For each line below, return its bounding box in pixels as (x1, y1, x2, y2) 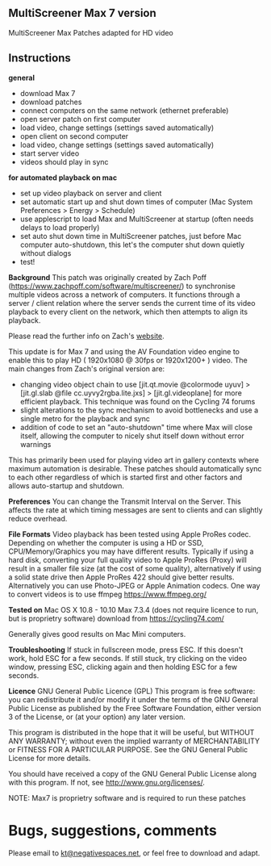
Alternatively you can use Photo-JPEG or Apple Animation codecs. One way (8, 580, 261, 590)
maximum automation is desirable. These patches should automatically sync (8, 463, 262, 473)
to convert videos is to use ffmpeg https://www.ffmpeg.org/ (8, 589, 207, 599)
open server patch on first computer (19, 114, 141, 123)
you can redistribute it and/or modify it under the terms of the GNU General (8, 694, 259, 705)
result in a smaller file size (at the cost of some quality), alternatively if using (8, 563, 262, 573)
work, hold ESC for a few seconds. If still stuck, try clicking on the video (8, 653, 248, 663)
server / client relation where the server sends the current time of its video (8, 298, 256, 307)
